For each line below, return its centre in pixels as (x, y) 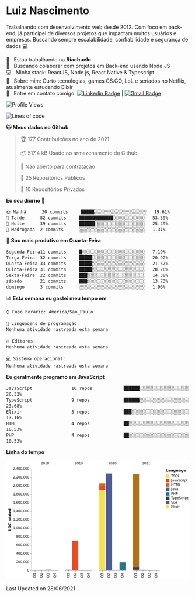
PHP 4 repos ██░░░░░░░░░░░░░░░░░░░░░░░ (98, 435)
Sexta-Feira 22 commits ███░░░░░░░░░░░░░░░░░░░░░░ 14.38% (87, 275)
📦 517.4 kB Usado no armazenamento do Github (79, 153)
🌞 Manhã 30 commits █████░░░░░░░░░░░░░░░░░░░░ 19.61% (88, 212)
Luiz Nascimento (48, 11)
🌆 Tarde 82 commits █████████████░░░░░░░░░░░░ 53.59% (87, 218)
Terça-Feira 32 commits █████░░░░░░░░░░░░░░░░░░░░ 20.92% (87, 258)
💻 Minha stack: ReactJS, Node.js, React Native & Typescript (80, 72)
